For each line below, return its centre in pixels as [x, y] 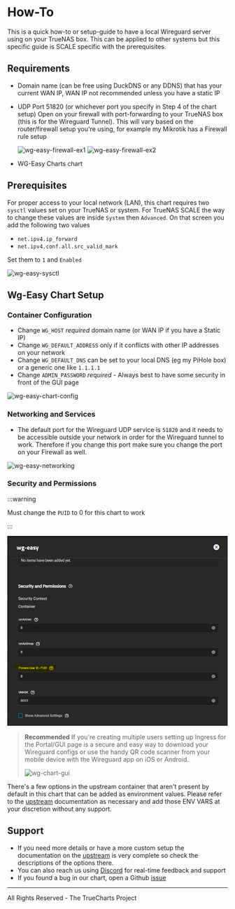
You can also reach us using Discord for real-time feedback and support [121, 870]
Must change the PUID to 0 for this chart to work [76, 512]
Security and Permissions [52, 483]
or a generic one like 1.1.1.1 [59, 368]
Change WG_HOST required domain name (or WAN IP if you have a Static [119, 330]
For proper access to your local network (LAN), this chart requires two [108, 202]
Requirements [38, 68]
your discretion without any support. [59, 809]
